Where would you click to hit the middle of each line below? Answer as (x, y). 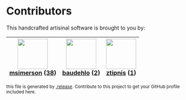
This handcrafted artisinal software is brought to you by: (76, 28)
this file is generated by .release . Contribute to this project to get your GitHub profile (93, 86)
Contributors (39, 11)
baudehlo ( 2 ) (81, 72)
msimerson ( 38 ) (33, 72)
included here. (21, 92)
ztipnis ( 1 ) (121, 72)
